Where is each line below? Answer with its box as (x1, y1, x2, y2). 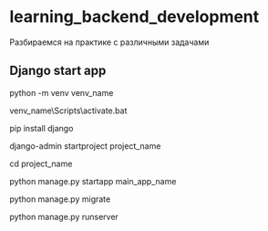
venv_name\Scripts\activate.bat (9, 105, 128, 116)
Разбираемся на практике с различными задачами (9, 37, 210, 47)
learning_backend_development (9, 6, 260, 27)
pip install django (9, 122, 74, 133)
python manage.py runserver (9, 211, 119, 222)
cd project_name (9, 158, 73, 169)
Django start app (9, 63, 107, 79)
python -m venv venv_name (9, 87, 114, 98)
